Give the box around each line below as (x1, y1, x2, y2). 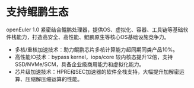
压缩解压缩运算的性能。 (25, 75, 83, 83)
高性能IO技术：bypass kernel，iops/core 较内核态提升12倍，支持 (14, 53, 173, 60)
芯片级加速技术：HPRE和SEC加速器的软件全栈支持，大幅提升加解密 (14, 68, 180, 75)
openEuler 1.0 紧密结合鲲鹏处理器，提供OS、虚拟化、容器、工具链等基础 (6, 26, 183, 33)
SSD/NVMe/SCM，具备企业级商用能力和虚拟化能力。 (14, 60, 145, 68)
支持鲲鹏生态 (6, 5, 69, 19)
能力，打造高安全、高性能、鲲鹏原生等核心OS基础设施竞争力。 (16, 33, 170, 40)
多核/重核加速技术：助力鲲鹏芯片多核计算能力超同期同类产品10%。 (14, 45, 179, 53)
